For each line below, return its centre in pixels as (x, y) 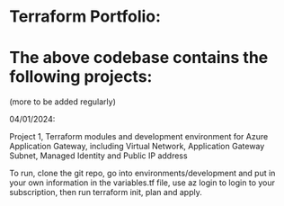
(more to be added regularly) (63, 102)
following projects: (81, 77)
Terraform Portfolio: (85, 17)
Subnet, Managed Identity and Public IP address (98, 156)
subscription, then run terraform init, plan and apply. (106, 193)
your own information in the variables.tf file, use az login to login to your (142, 183)
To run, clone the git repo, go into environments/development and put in (142, 174)
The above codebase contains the (139, 58)
